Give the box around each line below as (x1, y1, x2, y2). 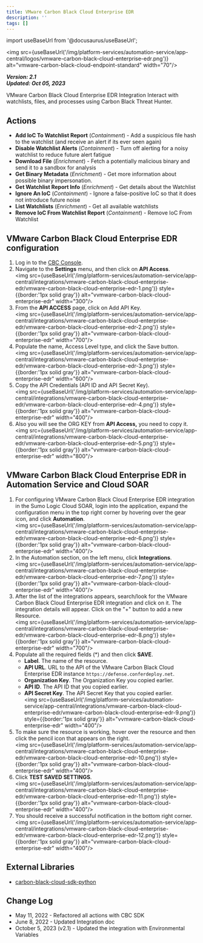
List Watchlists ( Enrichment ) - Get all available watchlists (15, 203, 159, 210)
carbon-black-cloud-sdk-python (15, 878, 96, 885)
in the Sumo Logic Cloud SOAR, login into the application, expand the (15, 502, 188, 509)
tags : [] (6, 20, 28, 26)
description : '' (6, 15, 47, 21)
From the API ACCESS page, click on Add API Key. (15, 304, 141, 311)
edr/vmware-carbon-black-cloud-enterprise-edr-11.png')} (15, 792, 160, 800)
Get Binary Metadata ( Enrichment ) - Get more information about (15, 171, 177, 178)
